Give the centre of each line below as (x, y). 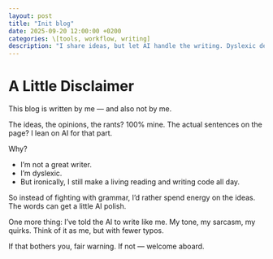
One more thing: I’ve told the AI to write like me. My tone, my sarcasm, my (132, 222)
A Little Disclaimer (71, 86)
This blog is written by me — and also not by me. (90, 109)
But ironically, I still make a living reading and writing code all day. (130, 182)
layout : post (30, 16)
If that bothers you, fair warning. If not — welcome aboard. (106, 246)
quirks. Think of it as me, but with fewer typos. (86, 231)
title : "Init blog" (41, 24)
